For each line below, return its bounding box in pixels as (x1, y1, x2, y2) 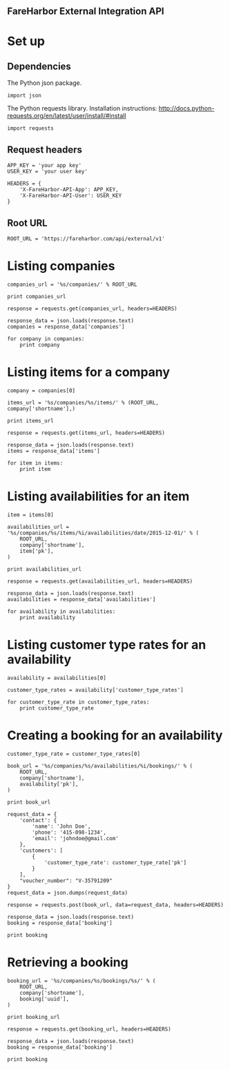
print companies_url (7, 293, 67, 300)
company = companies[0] (7, 387, 76, 394)
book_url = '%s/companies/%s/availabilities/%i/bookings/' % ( (7, 762, 193, 769)
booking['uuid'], (19, 995, 70, 1002)
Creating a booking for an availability (7, 728, 223, 743)
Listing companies (7, 258, 115, 274)
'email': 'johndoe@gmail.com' (32, 835, 119, 842)
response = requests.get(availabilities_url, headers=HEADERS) (7, 578, 193, 585)
